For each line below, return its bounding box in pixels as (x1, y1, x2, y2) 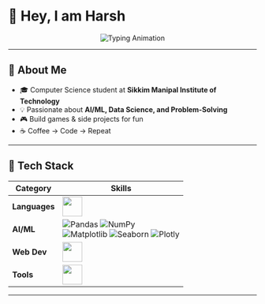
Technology (19, 96, 61, 106)
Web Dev (12, 246, 47, 257)
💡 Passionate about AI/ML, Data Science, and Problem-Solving (19, 104, 228, 114)
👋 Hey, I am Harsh (8, 7, 126, 25)
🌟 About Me (8, 63, 67, 77)
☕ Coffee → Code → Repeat (19, 126, 112, 135)
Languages (12, 201, 55, 212)
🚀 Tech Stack (8, 160, 74, 173)
